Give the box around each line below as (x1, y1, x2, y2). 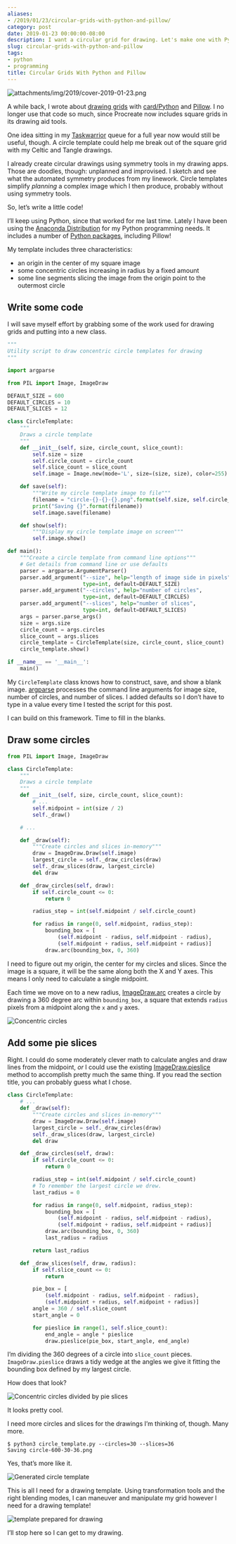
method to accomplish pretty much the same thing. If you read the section (7, 1071, 222, 1079)
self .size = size (32, 451, 83, 458)
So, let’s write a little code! (7, 203, 84, 211)
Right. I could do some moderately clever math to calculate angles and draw (7, 1056, 228, 1064)
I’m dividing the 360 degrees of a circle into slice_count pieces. (7, 1350, 192, 1358)
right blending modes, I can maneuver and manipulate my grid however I (7, 1494, 217, 1502)
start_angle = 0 (32, 1311, 80, 1319)
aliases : (7, 10, 33, 18)
